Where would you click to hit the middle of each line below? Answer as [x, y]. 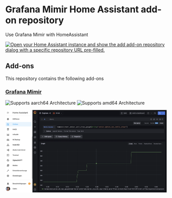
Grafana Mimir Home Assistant [72, 9]
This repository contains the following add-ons [55, 78]
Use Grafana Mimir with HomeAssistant [47, 34]
